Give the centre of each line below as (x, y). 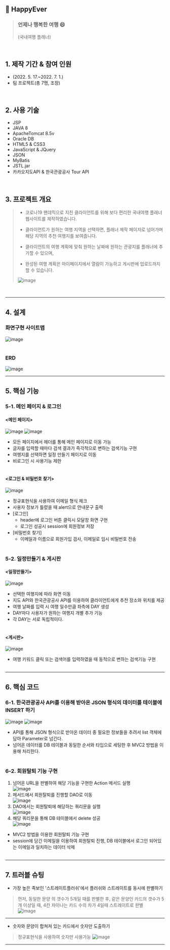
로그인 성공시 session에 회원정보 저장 (57, 526)
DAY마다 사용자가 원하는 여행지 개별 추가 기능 (57, 613)
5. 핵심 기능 (22, 391)
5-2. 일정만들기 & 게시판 (33, 559)
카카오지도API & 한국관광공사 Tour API (51, 172)
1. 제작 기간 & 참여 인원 (38, 64)
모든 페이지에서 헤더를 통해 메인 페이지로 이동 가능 (62, 442)
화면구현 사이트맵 (25, 328)
